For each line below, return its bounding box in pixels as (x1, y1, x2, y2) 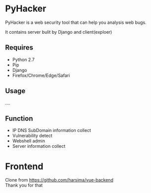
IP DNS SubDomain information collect (12, 128, 91, 133)
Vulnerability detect (12, 132, 53, 139)
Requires (5, 43, 34, 52)
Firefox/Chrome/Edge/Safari (12, 72, 70, 78)
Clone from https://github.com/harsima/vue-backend (5, 177, 114, 183)
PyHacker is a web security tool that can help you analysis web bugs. (5, 19, 147, 25)
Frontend (5, 161, 44, 172)
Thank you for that (5, 182, 43, 189)
